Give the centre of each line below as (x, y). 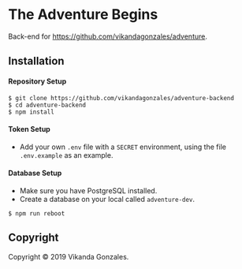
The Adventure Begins (83, 15)
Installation (36, 61)
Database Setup (35, 173)
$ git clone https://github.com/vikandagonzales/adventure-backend (121, 98)
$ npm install (32, 112)
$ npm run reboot (37, 213)
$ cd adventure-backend (47, 105)
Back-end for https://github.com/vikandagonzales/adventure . (108, 36)
